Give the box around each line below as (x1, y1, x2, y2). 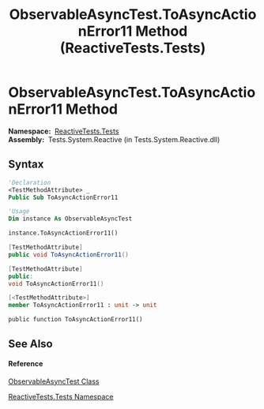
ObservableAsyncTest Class (8, 377, 100, 386)
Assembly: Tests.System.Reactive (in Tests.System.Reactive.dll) (8, 134, 221, 144)
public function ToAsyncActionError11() (8, 316, 144, 324)
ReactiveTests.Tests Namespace (8, 392, 114, 401)
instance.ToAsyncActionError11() (8, 229, 119, 238)
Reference (8, 359, 43, 369)
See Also (8, 337, 53, 351)
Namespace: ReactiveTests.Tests (8, 126, 119, 136)
